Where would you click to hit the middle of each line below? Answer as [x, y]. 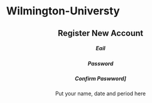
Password [101, 63]
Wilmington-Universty [63, 11]
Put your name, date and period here [101, 93]
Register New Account [101, 33]
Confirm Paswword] [101, 78]
